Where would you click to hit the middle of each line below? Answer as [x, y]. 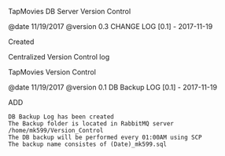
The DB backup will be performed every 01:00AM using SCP [105, 137]
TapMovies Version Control [52, 72]
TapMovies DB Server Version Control [70, 11]
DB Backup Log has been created [61, 117]
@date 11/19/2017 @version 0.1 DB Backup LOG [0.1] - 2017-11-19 [113, 87]
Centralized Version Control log [59, 57]
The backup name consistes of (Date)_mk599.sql [88, 144]
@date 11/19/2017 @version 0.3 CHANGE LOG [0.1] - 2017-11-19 [111, 26]
